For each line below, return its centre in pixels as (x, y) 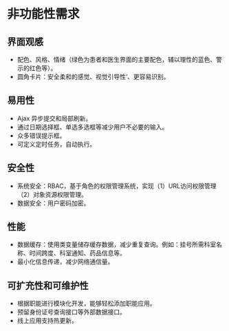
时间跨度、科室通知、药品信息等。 (77, 253)
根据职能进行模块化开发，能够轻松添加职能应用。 (86, 303)
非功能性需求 (44, 14)
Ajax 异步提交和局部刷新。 (54, 118)
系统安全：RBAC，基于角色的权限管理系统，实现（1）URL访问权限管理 (117, 186)
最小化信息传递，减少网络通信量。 (65, 261)
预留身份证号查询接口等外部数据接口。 (71, 312)
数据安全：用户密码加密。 (53, 203)
